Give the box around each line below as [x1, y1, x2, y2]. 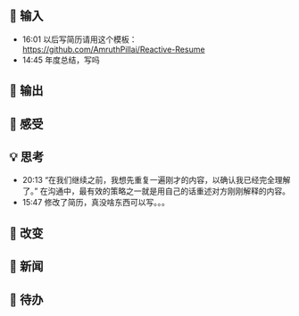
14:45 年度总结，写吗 [21, 54, 100, 65]
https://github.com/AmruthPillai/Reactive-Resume [21, 44, 205, 54]
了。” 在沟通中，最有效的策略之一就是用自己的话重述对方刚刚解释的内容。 [21, 186, 290, 196]
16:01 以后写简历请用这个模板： [21, 34, 137, 45]
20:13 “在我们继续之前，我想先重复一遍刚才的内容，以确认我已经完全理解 [21, 175, 291, 186]
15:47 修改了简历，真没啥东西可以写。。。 [21, 197, 170, 208]
